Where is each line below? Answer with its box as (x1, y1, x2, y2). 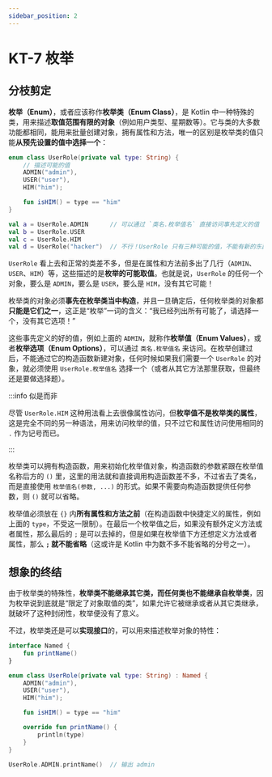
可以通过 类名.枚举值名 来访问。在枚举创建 (109, 343, 247, 353)
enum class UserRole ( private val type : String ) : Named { (8, 671, 208, 680)
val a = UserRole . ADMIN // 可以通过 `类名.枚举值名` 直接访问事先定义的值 (8, 220, 260, 228)
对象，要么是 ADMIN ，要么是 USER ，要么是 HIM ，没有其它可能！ (8, 278, 215, 288)
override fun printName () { (23, 724, 117, 732)
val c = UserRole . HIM (8, 236, 82, 244)
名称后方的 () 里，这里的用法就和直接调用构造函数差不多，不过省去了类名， (8, 471, 261, 482)
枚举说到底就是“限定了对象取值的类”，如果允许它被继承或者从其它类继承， (15, 598, 263, 608)
